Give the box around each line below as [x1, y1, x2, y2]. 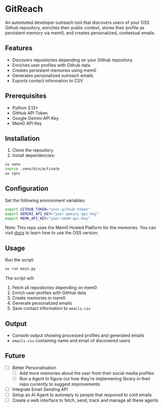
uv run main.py [5, 267, 36, 272]
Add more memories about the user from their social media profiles [19, 370, 154, 376]
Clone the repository [12, 147, 54, 153]
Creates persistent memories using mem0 [12, 67, 96, 73]
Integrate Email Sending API [12, 386, 68, 392]
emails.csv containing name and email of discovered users [12, 337, 130, 343]
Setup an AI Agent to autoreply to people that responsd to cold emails [12, 392, 152, 398]
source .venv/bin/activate [5, 167, 60, 172]
